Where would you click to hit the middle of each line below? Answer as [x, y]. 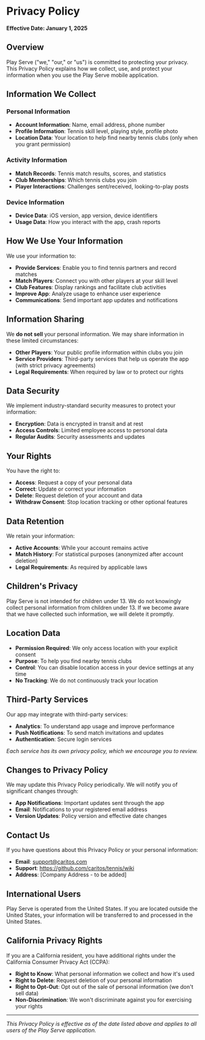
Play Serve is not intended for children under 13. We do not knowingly [94, 601]
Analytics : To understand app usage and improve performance [95, 726]
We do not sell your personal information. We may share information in [95, 334]
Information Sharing [45, 320]
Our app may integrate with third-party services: [67, 714]
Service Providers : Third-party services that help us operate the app [102, 359]
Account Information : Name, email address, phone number [90, 125]
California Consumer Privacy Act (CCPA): [58, 962]
